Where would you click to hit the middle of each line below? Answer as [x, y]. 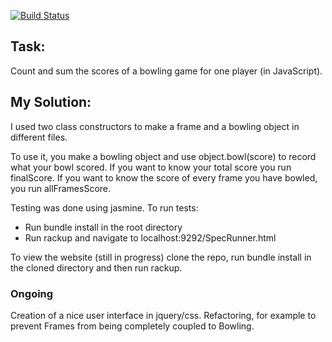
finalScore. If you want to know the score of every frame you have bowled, [164, 177]
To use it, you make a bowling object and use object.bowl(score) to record [163, 156]
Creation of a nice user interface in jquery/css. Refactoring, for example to [163, 315]
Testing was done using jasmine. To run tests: [104, 207]
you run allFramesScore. [61, 188]
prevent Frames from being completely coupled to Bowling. [132, 326]
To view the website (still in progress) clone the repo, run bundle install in [161, 257]
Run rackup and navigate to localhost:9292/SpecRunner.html [150, 237]
